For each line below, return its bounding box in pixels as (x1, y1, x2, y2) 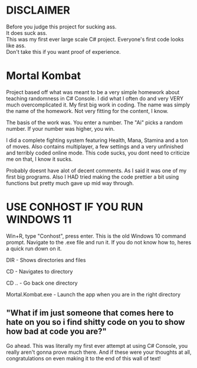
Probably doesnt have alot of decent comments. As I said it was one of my (6, 167, 187, 174)
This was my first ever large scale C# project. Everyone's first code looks (6, 35, 184, 43)
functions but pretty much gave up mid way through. (6, 179, 134, 186)
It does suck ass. (6, 29, 47, 36)
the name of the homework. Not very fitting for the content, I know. (6, 107, 169, 114)
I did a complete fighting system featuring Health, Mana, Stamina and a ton (6, 137, 188, 144)
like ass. (6, 42, 26, 49)
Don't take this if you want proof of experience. (6, 48, 121, 55)
